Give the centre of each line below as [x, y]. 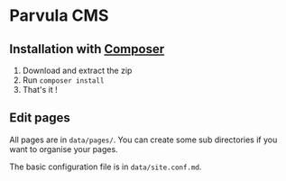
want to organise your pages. [64, 149]
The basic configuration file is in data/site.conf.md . [106, 167]
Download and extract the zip [77, 70]
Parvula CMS [59, 16]
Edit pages [40, 118]
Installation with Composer [87, 49]
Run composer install [63, 80]
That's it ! [40, 90]
